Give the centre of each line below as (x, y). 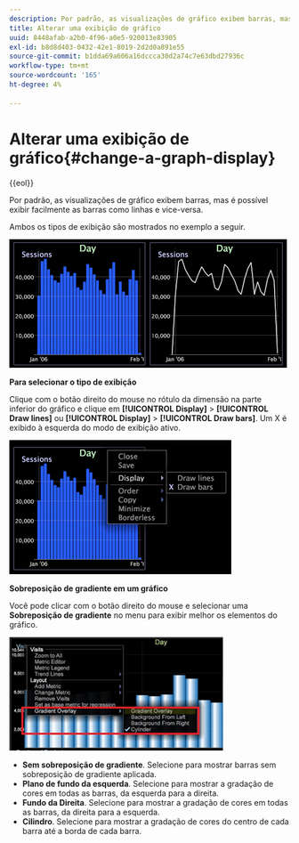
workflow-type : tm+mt (49, 66)
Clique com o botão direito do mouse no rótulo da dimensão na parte (136, 399)
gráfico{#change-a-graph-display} (142, 158)
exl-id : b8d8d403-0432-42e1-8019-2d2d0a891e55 (97, 47)
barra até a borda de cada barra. (82, 831)
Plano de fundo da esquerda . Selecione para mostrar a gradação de (148, 783)
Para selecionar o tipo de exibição (73, 382)
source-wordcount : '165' (55, 76)
